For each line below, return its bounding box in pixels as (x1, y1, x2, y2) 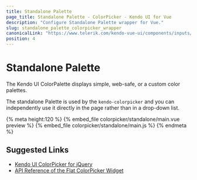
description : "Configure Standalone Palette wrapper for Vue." (6, 19, 164, 25)
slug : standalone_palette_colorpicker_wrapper (6, 25, 122, 31)
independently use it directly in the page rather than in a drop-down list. (6, 104, 180, 111)
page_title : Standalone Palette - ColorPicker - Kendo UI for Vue (6, 14, 172, 20)
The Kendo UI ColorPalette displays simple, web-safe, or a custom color (6, 80, 181, 87)
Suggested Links (6, 145, 69, 155)
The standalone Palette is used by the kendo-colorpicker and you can (6, 98, 175, 105)
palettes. (6, 86, 28, 94)
